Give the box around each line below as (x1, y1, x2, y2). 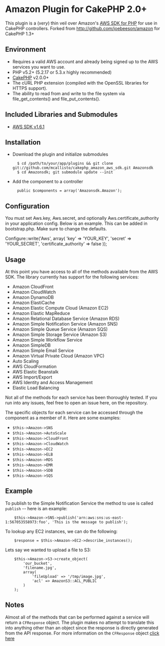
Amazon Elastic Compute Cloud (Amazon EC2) (12, 305, 109, 311)
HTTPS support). (12, 85, 47, 91)
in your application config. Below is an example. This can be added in (5, 220, 148, 226)
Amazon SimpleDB (12, 342, 51, 348)
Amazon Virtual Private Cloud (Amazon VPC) (12, 353, 105, 359)
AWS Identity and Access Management (12, 380, 93, 385)
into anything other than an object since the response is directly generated (5, 624, 159, 630)
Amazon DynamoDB (12, 294, 54, 300)
